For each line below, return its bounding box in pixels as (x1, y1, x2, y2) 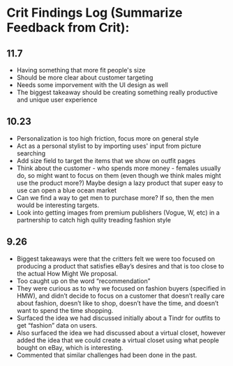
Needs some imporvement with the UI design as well (16, 81, 169, 89)
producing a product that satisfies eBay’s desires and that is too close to (16, 261, 225, 270)
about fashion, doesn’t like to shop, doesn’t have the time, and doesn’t (16, 298, 219, 307)
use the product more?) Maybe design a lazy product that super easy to (16, 178, 224, 187)
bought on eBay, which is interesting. (16, 343, 123, 351)
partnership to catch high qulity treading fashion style (16, 215, 172, 224)
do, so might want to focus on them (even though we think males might (16, 171, 221, 179)
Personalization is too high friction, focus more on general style (16, 134, 200, 142)
